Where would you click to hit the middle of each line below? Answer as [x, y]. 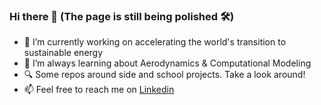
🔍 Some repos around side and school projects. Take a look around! [164, 75]
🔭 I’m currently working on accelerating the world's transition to [155, 42]
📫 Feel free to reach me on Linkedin [99, 90]
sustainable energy [63, 53]
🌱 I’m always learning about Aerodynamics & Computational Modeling [167, 63]
